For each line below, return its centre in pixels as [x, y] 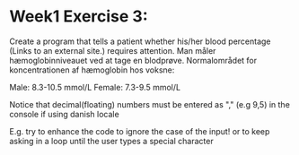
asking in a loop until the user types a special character [111, 141]
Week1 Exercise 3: [79, 17]
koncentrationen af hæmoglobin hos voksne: [92, 70]
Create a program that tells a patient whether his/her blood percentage [140, 41]
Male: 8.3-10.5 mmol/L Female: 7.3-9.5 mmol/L [95, 87]
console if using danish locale [64, 114]
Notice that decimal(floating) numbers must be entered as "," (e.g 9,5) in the [149, 104]
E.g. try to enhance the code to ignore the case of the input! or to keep [140, 131]
